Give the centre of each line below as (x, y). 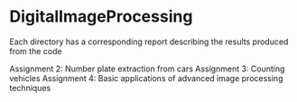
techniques (30, 88)
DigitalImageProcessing (101, 17)
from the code (36, 51)
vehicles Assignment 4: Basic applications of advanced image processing (146, 78)
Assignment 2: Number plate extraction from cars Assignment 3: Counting (147, 69)
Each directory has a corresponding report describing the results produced (149, 42)
